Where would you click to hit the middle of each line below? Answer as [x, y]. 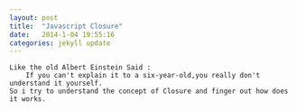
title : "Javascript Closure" [66, 26]
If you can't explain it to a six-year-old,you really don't [143, 76]
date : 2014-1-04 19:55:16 [62, 34]
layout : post [34, 18]
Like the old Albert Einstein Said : [80, 68]
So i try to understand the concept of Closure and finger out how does [149, 91]
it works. [28, 99]
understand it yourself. [56, 83]
